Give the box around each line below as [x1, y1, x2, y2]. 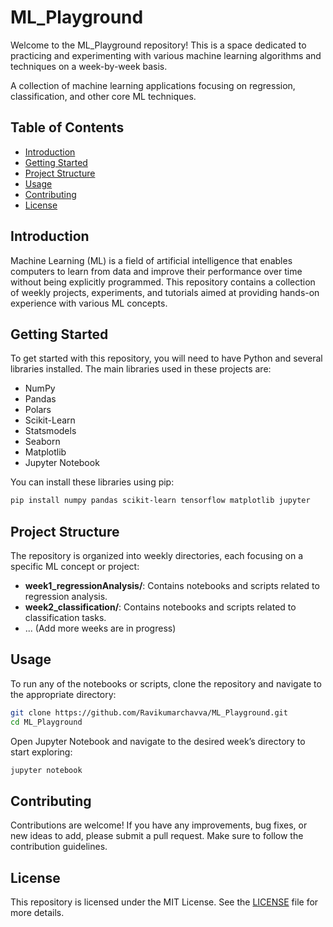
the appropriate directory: [10, 688, 117, 700]
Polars [24, 404, 52, 416]
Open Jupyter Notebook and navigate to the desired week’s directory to [10, 735, 306, 747]
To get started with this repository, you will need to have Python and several [10, 352, 323, 365]
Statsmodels [24, 425, 77, 437]
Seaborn [24, 436, 61, 448]
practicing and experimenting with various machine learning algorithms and [10, 49, 322, 61]
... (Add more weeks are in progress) [24, 622, 177, 635]
